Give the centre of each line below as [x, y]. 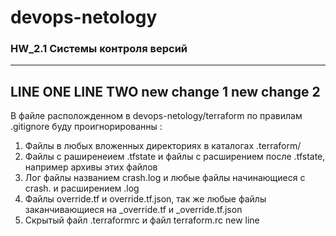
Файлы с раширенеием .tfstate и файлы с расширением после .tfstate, [175, 157]
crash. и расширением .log [82, 188]
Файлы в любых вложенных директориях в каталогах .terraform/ [163, 146]
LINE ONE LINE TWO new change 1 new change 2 [165, 91]
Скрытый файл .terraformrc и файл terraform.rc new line [142, 220]
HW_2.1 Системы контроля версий [99, 49]
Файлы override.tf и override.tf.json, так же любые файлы [145, 199]
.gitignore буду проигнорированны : [86, 127]
